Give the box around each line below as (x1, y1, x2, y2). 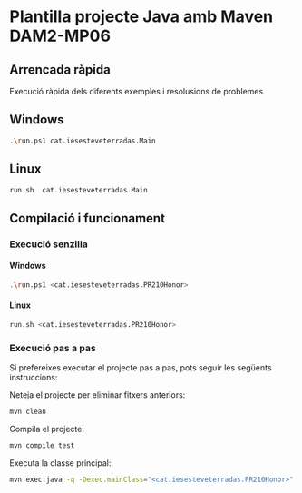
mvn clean (9, 407, 47, 417)
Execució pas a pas (9, 341, 97, 354)
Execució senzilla (9, 238, 88, 251)
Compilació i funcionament (9, 211, 166, 226)
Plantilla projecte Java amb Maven (9, 6, 274, 27)
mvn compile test (9, 441, 75, 450)
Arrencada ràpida (9, 62, 111, 77)
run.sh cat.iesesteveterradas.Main (9, 185, 148, 194)
